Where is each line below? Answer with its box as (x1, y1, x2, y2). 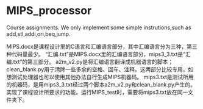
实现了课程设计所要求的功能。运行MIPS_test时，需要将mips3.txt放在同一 (6, 88, 188, 96)
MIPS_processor (6, 4, 92, 18)
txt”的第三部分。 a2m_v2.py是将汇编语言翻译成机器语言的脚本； (13, 58, 174, 65)
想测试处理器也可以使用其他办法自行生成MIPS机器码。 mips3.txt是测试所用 (6, 73, 194, 80)
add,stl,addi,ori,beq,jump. (6, 30, 71, 37)
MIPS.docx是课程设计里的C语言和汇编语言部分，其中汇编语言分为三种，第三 (6, 43, 198, 50)
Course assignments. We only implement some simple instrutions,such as (6, 24, 191, 31)
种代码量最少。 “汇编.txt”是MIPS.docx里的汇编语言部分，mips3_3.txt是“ (6, 50, 186, 58)
